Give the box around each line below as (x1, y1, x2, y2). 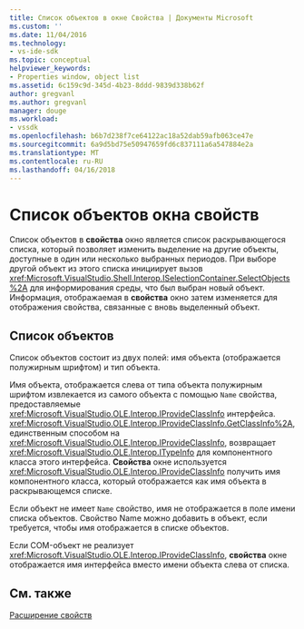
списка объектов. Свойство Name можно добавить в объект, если (9, 513, 268, 524)
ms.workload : (9, 114, 59, 123)
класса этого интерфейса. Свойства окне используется (9, 457, 227, 467)
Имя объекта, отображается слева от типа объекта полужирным (9, 379, 263, 390)
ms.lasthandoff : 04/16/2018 (9, 165, 116, 174)
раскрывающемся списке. (9, 486, 113, 496)
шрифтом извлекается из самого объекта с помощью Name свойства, (9, 389, 278, 400)
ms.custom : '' (9, 22, 64, 31)
